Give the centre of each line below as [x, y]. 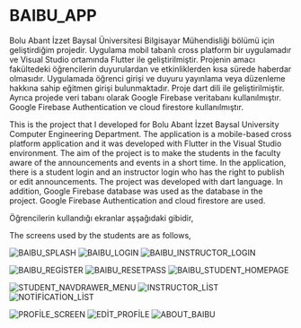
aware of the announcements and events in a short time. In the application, [148, 162]
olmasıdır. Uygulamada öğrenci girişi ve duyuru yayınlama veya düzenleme [147, 78]
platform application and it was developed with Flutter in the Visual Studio [146, 143]
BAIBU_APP [53, 16]
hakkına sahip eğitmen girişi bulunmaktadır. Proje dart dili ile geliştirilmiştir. [147, 88]
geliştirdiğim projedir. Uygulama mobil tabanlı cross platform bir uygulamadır [150, 49]
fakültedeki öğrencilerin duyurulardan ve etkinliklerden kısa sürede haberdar [150, 69]
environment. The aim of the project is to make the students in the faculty [145, 152]
